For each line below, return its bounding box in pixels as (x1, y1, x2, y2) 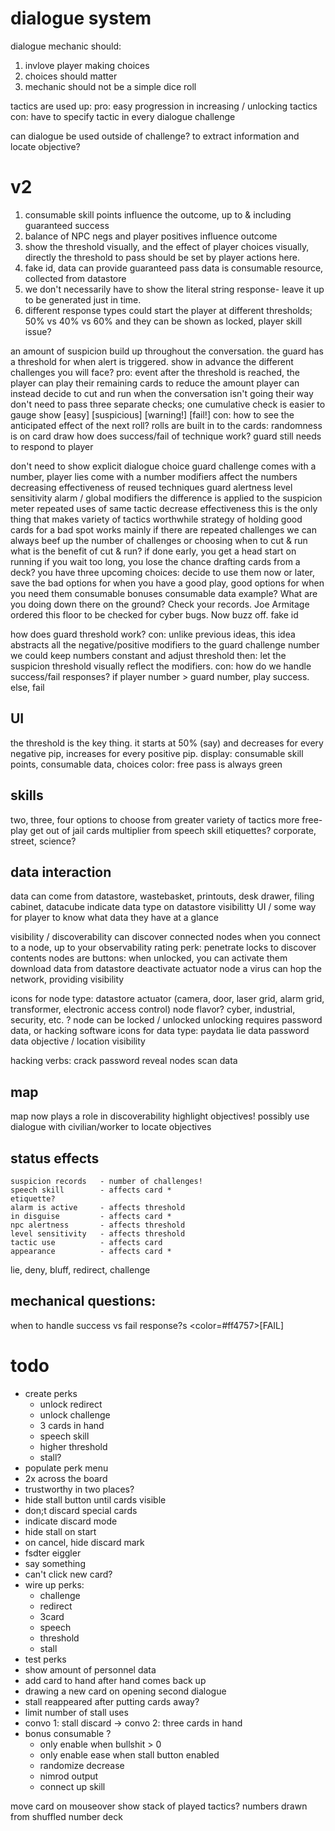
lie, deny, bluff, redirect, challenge (10, 1263, 151, 1276)
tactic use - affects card (10, 1237, 163, 1247)
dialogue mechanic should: (10, 40, 122, 52)
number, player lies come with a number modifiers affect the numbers (10, 470, 298, 482)
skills (10, 787, 44, 804)
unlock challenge (39, 1408, 111, 1421)
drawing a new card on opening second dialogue (24, 1685, 227, 1697)
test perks (24, 1653, 67, 1665)
